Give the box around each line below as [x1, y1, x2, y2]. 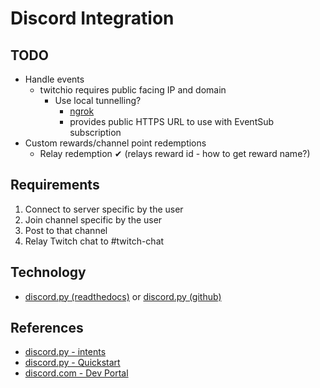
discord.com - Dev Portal [24, 367, 129, 379]
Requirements [10, 177, 100, 194]
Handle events [24, 73, 85, 85]
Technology [10, 264, 87, 281]
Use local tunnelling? [54, 95, 142, 106]
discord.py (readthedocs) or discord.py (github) [24, 290, 222, 302]
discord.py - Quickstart [24, 357, 121, 369]
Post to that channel [24, 224, 108, 236]
